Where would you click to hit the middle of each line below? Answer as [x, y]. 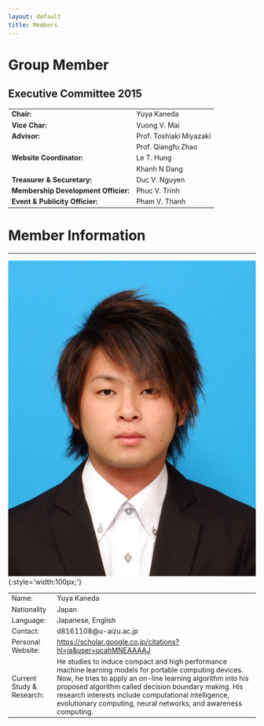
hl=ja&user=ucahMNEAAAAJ [103, 650]
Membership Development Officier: [70, 190]
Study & [24, 686]
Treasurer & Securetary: [51, 179]
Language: [29, 620]
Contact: [25, 631]
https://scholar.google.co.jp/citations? [117, 642]
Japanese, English [86, 620]
